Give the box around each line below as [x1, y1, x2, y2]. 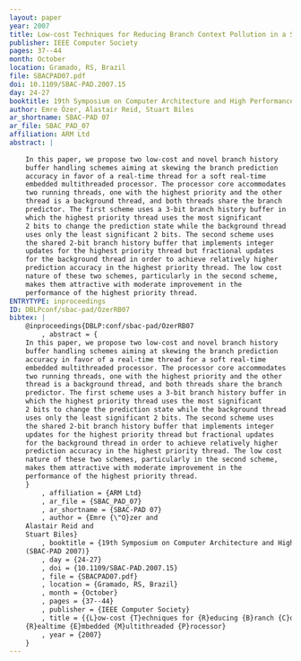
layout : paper [9, 13, 63, 22]
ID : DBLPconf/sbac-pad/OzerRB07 [9, 305, 130, 314]
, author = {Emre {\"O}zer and [41, 513, 159, 523]
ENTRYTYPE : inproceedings [9, 297, 106, 306]
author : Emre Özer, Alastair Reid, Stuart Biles [9, 105, 194, 114]
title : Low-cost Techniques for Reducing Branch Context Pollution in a [9, 30, 287, 39]
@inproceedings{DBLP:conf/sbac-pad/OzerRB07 [25, 322, 194, 331]
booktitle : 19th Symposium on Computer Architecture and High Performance [9, 96, 295, 106]
